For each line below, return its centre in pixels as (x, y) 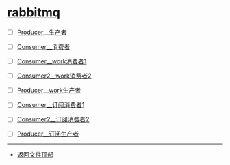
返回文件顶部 (35, 155)
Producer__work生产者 (49, 91)
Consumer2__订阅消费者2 (53, 119)
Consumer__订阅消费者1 (51, 105)
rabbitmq (34, 13)
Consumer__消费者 (43, 47)
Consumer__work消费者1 (52, 61)
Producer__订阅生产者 (48, 134)
